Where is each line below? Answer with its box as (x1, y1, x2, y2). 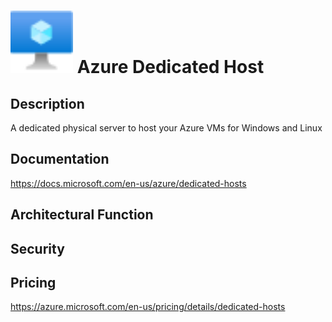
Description (10, 95, 85, 112)
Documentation (10, 151, 110, 168)
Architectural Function (10, 206, 154, 224)
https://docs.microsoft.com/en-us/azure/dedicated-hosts (10, 177, 247, 189)
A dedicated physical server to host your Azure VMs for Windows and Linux (10, 122, 323, 134)
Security (10, 240, 65, 257)
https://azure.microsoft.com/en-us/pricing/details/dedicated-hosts (10, 301, 286, 313)
